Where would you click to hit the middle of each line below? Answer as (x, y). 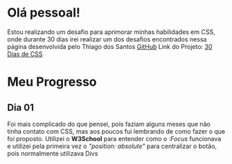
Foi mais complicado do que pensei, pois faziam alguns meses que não (109, 124)
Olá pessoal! (44, 13)
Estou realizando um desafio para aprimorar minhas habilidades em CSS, (111, 32)
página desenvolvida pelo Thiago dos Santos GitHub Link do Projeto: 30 (110, 46)
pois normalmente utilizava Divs (53, 153)
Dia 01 (21, 108)
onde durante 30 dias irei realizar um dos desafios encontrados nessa (107, 39)
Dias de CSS (25, 54)
